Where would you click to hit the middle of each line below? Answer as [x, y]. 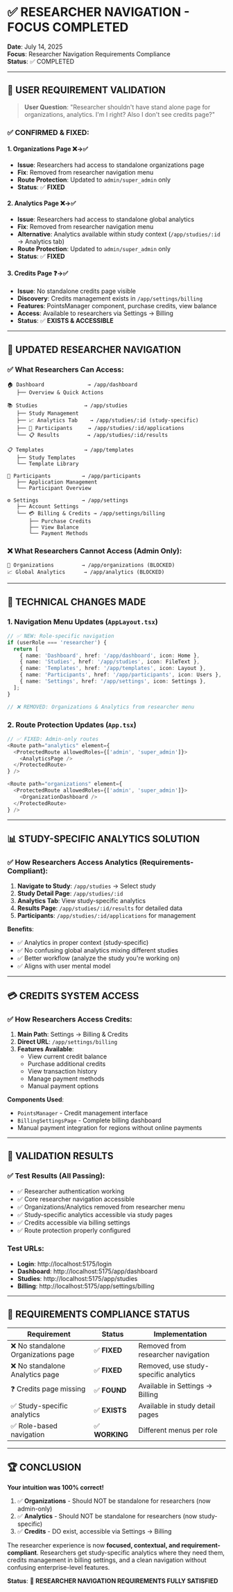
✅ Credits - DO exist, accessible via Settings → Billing [94, 1531]
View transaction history [62, 1071]
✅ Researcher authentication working [71, 1191]
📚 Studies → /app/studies [68, 405]
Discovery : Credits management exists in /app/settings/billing [110, 298]
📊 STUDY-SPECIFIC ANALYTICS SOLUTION [103, 839]
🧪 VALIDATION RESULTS [60, 1156]
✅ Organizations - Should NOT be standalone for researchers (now [114, 1501]
